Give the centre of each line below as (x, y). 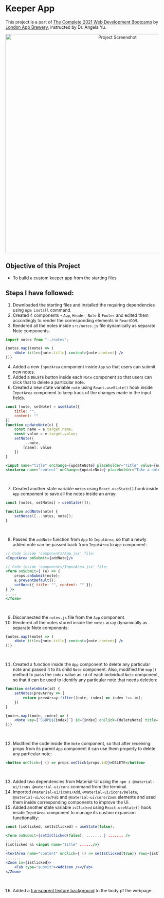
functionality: (26, 818)
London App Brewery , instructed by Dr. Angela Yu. (56, 27)
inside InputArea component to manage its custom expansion (74, 813)
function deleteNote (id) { (33, 689)
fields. (19, 398)
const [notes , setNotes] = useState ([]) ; (48, 503)
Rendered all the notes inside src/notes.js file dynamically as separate (84, 325)
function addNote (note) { (32, 512)
